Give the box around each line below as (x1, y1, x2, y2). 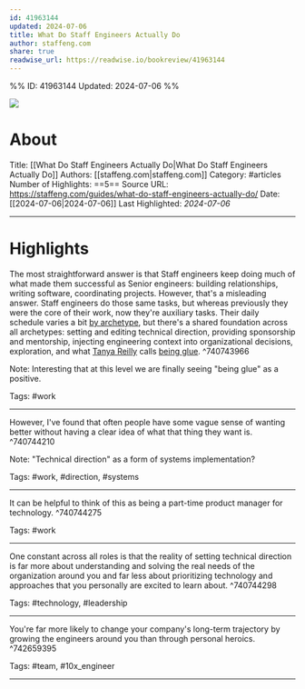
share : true (9, 47, 54, 56)
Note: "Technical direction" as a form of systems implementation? (9, 454, 256, 464)
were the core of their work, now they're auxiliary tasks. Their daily (9, 306, 260, 318)
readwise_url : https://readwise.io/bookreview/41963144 (9, 55, 225, 65)
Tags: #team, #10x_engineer (9, 660, 115, 671)
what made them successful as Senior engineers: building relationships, (9, 278, 279, 289)
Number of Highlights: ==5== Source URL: (9, 178, 170, 189)
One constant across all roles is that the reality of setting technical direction (9, 551, 292, 562)
